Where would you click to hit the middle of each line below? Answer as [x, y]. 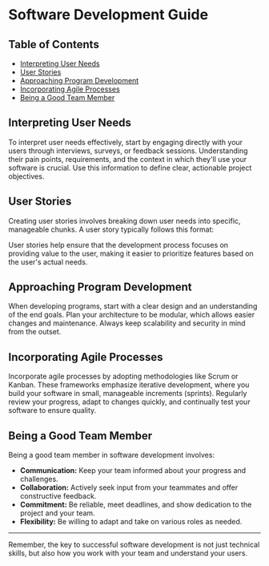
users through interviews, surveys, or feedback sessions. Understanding [128, 151]
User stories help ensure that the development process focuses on [118, 245]
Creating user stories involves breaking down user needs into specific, [124, 220]
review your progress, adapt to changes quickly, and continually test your [129, 402]
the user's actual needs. [48, 261]
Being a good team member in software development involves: [111, 455]
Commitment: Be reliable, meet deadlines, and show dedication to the [136, 505]
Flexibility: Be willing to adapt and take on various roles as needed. [131, 522]
